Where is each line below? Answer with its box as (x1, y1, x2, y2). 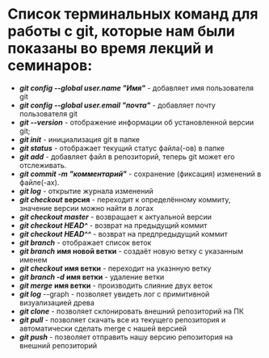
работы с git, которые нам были (7, 22, 235, 40)
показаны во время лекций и (7, 40, 214, 57)
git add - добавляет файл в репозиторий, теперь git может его (19, 151, 235, 162)
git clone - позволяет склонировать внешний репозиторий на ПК (19, 306, 244, 316)
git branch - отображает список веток (19, 238, 152, 247)
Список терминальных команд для (7, 5, 258, 23)
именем (19, 255, 48, 264)
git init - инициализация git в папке (19, 134, 141, 144)
